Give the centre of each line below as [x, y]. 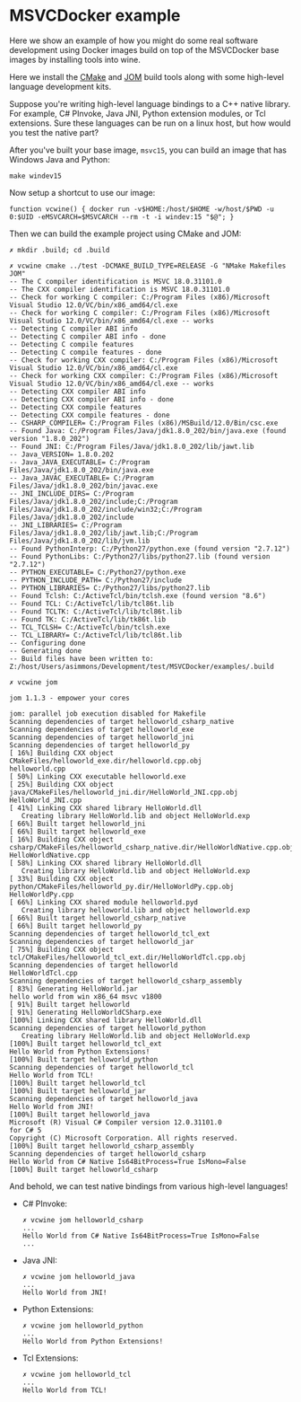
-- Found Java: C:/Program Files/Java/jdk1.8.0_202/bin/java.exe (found [148, 431]
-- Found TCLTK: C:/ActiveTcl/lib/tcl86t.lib [95, 612]
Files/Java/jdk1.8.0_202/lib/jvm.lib [80, 541]
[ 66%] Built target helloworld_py [76, 926]
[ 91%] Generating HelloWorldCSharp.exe [86, 1012]
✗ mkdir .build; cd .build [60, 250]
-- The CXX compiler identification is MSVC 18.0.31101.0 [120, 289]
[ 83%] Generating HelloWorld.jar [74, 989]
